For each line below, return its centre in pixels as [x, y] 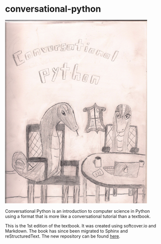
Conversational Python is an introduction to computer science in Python [78, 211]
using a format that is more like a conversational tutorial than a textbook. [78, 216]
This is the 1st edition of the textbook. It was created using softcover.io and [81, 225]
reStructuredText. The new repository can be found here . [63, 236]
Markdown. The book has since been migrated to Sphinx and [67, 231]
